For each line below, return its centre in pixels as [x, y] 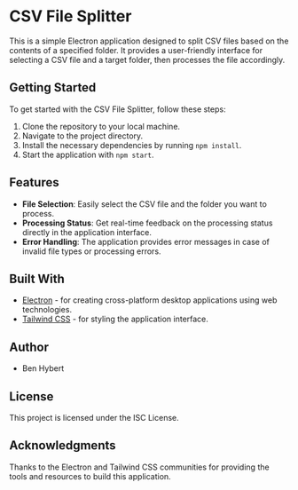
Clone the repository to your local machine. [101, 126]
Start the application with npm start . [88, 154]
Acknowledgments [63, 446]
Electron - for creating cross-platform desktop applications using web [149, 300]
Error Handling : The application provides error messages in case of [146, 241]
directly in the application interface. [87, 232]
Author [29, 347]
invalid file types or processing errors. [91, 251]
